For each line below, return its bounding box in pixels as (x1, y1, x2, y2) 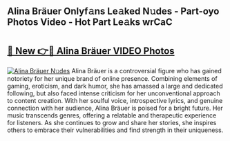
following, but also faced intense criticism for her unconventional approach (7, 89, 220, 97)
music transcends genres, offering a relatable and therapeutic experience (7, 111, 217, 120)
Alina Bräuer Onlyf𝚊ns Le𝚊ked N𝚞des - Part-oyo (7, 6, 220, 17)
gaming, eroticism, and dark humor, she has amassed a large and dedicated (7, 82, 223, 90)
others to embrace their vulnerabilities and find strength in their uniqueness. (7, 126, 224, 134)
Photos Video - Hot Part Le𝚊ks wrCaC (7, 17, 173, 28)
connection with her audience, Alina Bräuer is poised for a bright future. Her (7, 104, 223, 112)
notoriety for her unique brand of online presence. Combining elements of (7, 75, 218, 82)
